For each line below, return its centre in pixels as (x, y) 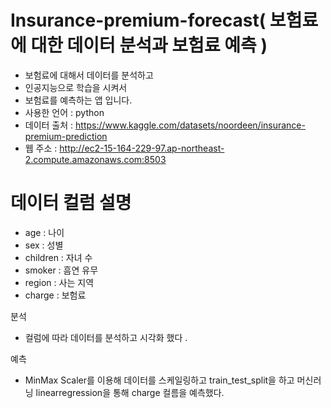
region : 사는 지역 (59, 282)
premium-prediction (66, 136)
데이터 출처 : (49, 125)
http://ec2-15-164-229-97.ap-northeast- (142, 148)
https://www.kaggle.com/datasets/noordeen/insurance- (190, 125)
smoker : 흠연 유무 (61, 270)
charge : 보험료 (55, 295)
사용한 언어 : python (64, 112)
